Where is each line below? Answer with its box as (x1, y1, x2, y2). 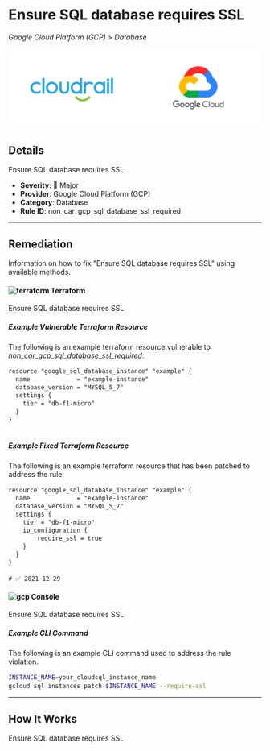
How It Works (8, 712, 78, 726)
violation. (8, 657, 39, 666)
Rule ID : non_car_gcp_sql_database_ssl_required (19, 206, 182, 216)
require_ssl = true (37, 534, 103, 543)
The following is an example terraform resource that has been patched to (8, 461, 251, 471)
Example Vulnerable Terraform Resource (8, 322, 149, 331)
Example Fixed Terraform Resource (8, 441, 129, 450)
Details (8, 143, 44, 157)
